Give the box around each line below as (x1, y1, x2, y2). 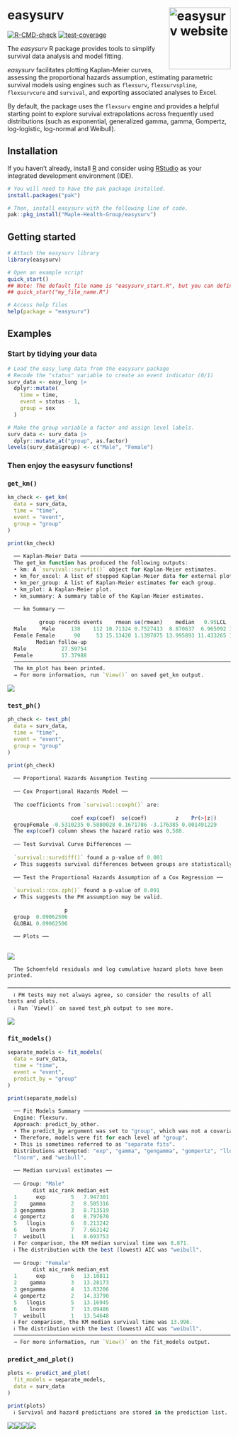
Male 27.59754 (13, 645, 87, 652)
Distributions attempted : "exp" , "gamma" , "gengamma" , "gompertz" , (13, 1147, 217, 1154)
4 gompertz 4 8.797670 (13, 1213, 110, 1220)
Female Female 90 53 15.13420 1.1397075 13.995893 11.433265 (13, 632, 227, 639)
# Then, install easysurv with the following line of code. (7, 204, 189, 212)
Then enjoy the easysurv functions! (7, 461, 133, 471)
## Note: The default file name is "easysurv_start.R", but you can (7, 282, 214, 289)
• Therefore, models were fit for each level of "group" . (13, 1134, 189, 1141)
